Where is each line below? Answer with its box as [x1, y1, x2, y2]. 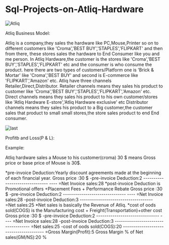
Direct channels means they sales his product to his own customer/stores [5, 94, 158, 100]
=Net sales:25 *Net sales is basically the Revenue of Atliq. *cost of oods [5, 201, 156, 208]
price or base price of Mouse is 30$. [5, 159, 82, 166]
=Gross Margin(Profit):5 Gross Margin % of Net [45, 229, 143, 235]
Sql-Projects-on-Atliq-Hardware [5, 4, 144, 15]
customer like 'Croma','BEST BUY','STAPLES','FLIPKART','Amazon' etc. [5, 88, 151, 94]
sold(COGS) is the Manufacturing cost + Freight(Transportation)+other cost [5, 207, 162, 213]
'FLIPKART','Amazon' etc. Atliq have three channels [5, 77, 112, 84]
